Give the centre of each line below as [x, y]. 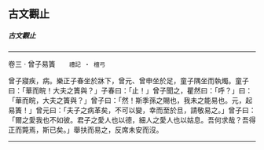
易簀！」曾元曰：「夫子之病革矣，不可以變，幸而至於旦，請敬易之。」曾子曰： [132, 110]
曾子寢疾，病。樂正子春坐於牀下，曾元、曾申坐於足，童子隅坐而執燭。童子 [128, 81]
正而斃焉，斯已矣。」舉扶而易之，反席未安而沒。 [86, 130]
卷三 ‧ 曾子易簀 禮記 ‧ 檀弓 [57, 64]
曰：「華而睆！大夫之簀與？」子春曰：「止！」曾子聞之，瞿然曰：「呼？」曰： [130, 91]
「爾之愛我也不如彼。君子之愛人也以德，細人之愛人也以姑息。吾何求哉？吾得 [132, 120]
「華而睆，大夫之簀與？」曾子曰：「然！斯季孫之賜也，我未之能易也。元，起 [130, 101]
